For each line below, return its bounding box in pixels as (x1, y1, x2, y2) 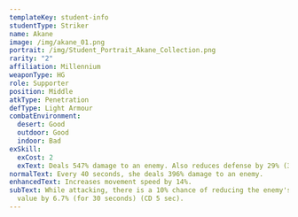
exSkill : (9, 144, 42, 153)
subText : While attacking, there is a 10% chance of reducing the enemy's (9, 186, 292, 195)
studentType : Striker (9, 21, 90, 30)
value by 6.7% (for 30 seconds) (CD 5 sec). (17, 194, 184, 204)
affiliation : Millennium (9, 63, 101, 72)
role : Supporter (9, 79, 69, 88)
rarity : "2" (9, 54, 53, 63)
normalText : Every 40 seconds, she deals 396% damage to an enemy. (9, 169, 264, 178)
